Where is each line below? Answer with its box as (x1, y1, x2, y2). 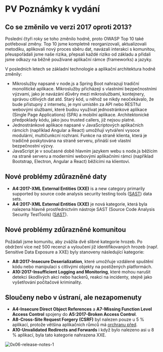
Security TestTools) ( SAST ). (12, 211, 68, 217)
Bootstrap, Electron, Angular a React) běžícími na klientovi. (12, 159, 130, 164)
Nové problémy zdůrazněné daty (5, 172, 107, 181)
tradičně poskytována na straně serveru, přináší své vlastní (12, 138, 131, 144)
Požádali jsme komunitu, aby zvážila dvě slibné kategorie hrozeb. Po (5, 238, 143, 245)
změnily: (5, 71, 22, 77)
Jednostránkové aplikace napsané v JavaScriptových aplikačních (12, 122, 144, 128)
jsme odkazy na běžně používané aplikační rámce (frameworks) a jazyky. (5, 57, 153, 62)
